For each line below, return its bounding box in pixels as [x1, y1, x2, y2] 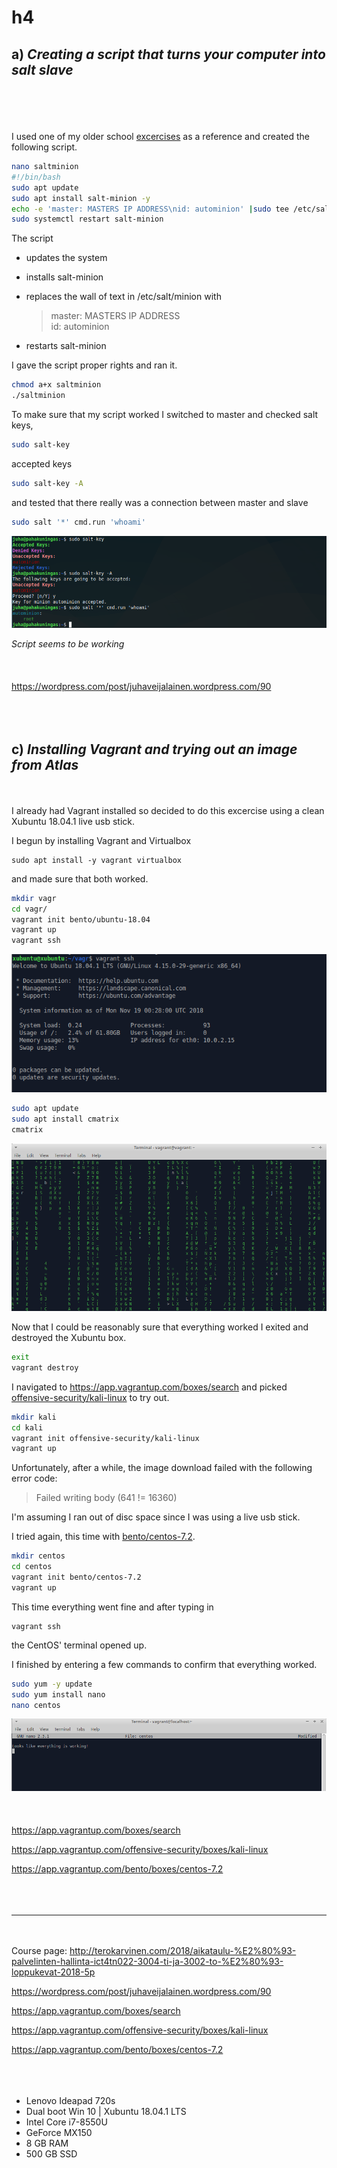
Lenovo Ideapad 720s [25, 2095, 116, 2107]
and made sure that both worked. [11, 872, 149, 885]
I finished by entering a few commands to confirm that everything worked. [11, 1658, 318, 1670]
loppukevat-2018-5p [11, 1966, 96, 1978]
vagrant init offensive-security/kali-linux [11, 1433, 200, 1443]
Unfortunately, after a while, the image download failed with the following [11, 1462, 313, 1474]
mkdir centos [11, 1551, 66, 1561]
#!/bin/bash [11, 172, 61, 182]
